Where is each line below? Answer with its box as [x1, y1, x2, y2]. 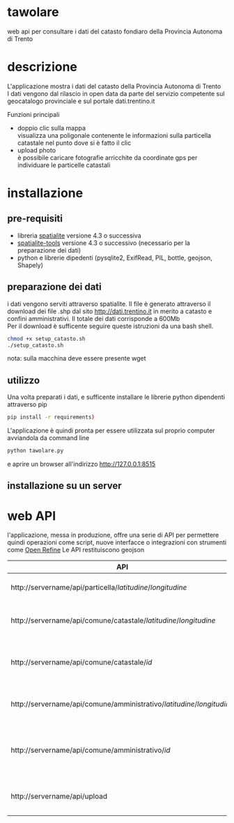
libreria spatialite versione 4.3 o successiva [17, 231, 141, 240]
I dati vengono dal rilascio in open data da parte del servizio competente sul [7, 89, 225, 97]
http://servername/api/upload [10, 792, 108, 801]
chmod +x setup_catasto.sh [7, 335, 86, 342]
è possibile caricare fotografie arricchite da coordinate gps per [17, 153, 198, 162]
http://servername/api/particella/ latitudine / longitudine [10, 583, 187, 593]
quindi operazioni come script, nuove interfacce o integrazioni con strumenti [7, 538, 227, 547]
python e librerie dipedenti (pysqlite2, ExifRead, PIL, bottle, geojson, [17, 253, 212, 262]
